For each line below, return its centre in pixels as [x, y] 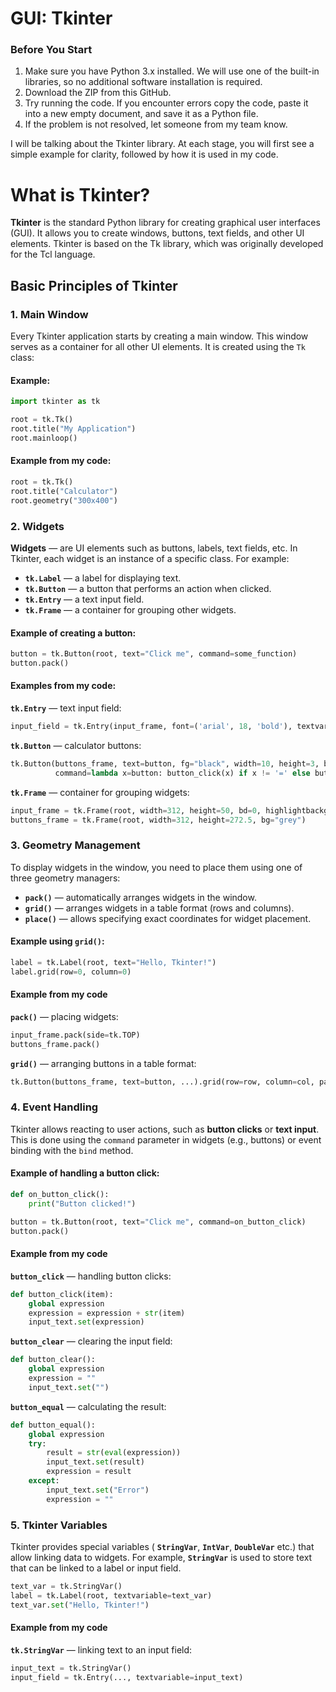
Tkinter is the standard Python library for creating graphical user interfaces [165, 223]
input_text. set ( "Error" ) [98, 1490]
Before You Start [51, 50]
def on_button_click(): [60, 1195]
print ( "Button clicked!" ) [82, 1203]
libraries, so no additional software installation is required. [143, 82]
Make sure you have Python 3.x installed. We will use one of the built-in [172, 71]
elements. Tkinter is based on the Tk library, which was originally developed [167, 244]
